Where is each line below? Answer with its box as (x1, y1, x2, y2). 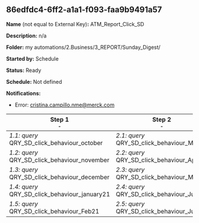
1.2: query (9, 148, 38, 156)
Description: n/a (6, 32, 47, 39)
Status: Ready (6, 67, 41, 74)
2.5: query (115, 199, 145, 208)
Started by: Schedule (6, 55, 59, 62)
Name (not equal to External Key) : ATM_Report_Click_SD (6, 20, 145, 27)
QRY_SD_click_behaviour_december (9, 172, 110, 181)
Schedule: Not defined (6, 78, 62, 85)
